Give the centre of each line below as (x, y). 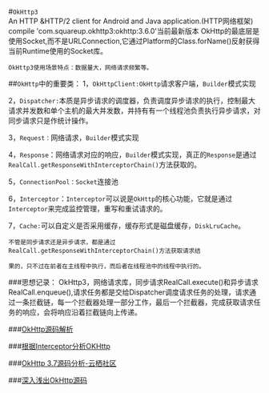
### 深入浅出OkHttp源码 (48, 380)
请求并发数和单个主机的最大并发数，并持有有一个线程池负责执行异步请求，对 (134, 110)
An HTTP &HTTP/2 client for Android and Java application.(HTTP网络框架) (131, 21)
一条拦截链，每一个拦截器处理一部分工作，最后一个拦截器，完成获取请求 (134, 302)
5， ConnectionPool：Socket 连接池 (63, 182)
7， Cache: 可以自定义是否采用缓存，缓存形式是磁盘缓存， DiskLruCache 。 (127, 226)
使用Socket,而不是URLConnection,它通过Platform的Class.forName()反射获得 (134, 41)
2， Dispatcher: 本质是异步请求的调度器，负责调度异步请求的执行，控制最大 (132, 100)
